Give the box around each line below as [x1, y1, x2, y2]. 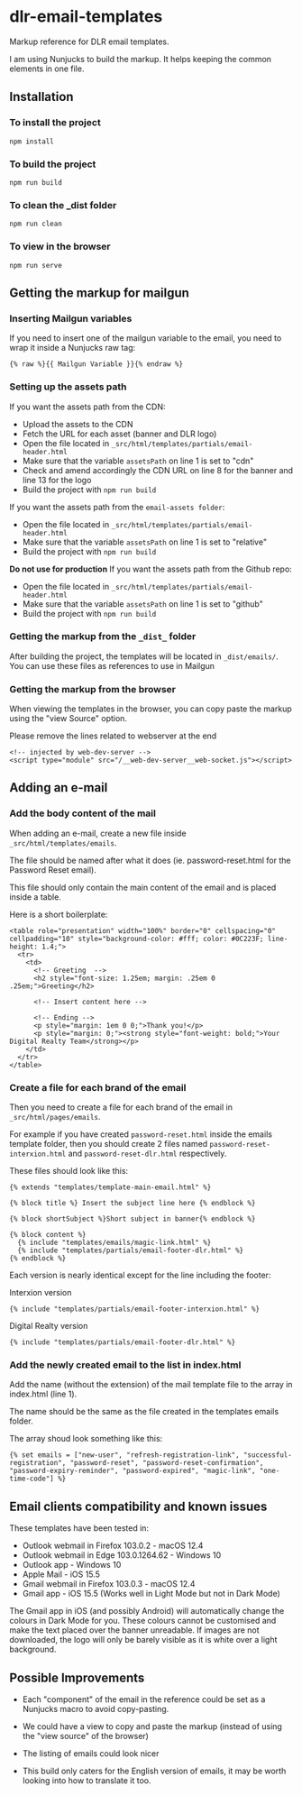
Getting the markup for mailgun [9, 285, 189, 300]
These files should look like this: [9, 1166, 129, 1177]
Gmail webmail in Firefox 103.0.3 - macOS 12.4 [22, 1579, 196, 1589]
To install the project [9, 116, 101, 129]
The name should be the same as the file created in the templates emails [9, 1406, 279, 1417]
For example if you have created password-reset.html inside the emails [9, 1129, 273, 1140]
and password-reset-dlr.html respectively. [68, 1148, 227, 1159]
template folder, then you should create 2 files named [9, 1139, 208, 1149]
